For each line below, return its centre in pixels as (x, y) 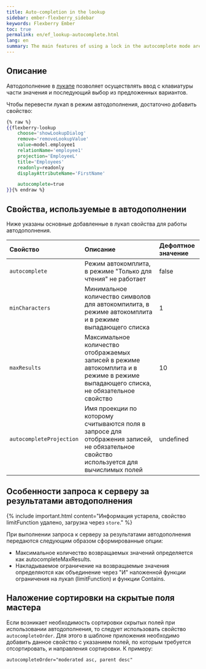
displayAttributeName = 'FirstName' (61, 173)
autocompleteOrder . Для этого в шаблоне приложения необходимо (93, 635)
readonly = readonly (41, 167)
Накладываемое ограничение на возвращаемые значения (92, 565)
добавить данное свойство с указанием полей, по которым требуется (99, 642)
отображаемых (108, 352)
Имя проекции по (111, 408)
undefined (174, 439)
